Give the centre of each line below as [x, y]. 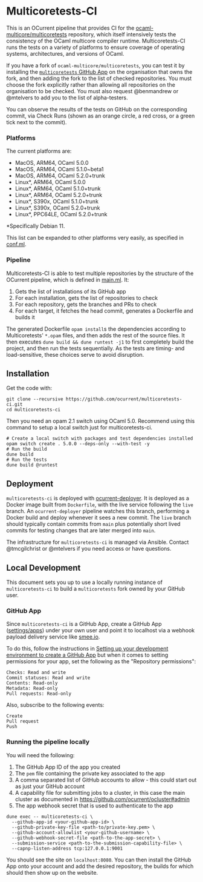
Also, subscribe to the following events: [55, 705]
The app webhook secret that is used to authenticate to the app [94, 805]
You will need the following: [40, 755]
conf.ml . [16, 244]
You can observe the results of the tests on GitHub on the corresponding [97, 109]
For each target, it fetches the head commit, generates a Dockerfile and [104, 311]
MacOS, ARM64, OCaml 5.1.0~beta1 [59, 169]
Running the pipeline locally [48, 742]
